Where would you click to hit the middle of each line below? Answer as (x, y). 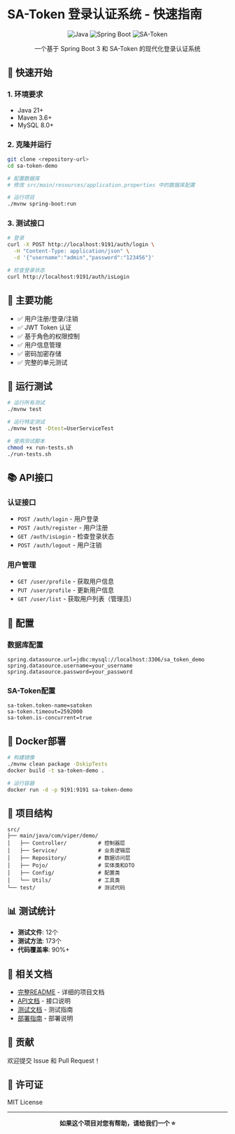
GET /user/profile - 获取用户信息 (65, 582)
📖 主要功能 (30, 300)
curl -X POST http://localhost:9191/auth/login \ (81, 245)
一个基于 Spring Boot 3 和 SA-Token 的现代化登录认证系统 (117, 48)
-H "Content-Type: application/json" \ (72, 251)
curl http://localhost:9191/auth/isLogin (69, 277)
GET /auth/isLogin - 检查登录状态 (65, 536)
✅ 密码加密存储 (39, 353)
